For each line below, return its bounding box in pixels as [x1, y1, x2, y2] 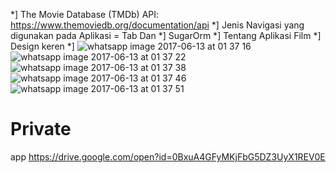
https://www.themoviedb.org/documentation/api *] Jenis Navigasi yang [10, 19, 305, 31]
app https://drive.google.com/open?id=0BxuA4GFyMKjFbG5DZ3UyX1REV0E [10, 150, 326, 163]
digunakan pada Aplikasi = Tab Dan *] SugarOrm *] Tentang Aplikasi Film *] [10, 30, 322, 41]
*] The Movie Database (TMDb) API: [10, 9, 160, 20]
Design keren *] [10, 40, 75, 52]
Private [10, 118, 72, 141]
